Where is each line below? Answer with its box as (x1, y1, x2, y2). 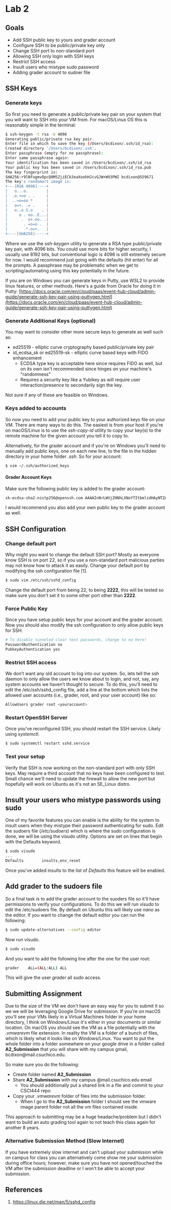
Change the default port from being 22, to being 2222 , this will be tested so (5, 587, 164, 593)
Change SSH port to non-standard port (12, 48, 95, 54)
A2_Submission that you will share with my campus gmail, (5, 1046, 128, 1052)
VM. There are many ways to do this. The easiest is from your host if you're (5, 422, 163, 428)
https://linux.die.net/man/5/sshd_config (12, 1199, 96, 1205)
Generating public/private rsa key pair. (5, 136, 95, 142)
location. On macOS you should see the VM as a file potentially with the (5, 1024, 155, 1031)
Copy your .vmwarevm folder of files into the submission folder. (12, 1093, 147, 1099)
